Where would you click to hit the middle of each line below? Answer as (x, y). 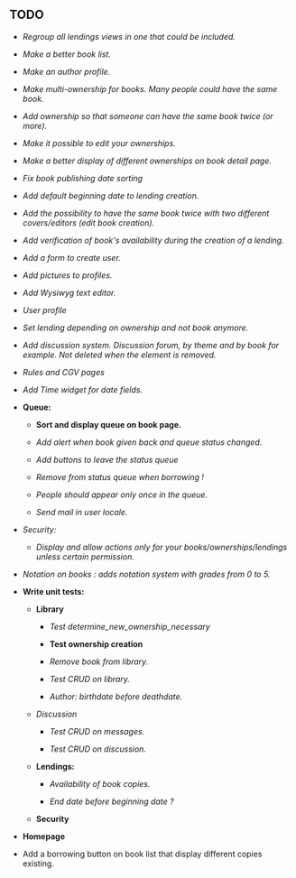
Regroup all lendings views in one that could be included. (129, 36)
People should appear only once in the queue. (122, 494)
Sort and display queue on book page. (109, 424)
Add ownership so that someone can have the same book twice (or (148, 116)
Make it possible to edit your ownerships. (99, 143)
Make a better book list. (66, 54)
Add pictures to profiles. (67, 275)
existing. (38, 863)
